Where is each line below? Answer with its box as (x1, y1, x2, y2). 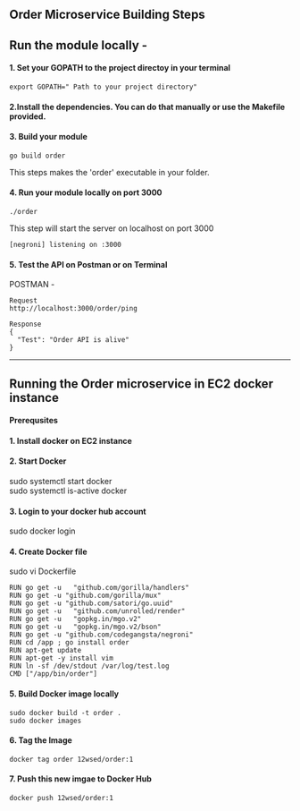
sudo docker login (9, 525, 76, 536)
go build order (9, 151, 66, 160)
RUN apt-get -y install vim (9, 653, 114, 663)
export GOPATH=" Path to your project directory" (9, 82, 198, 91)
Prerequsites (9, 415, 58, 426)
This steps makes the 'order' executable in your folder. (9, 166, 210, 177)
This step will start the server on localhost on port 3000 (9, 223, 214, 234)
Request (9, 296, 38, 305)
